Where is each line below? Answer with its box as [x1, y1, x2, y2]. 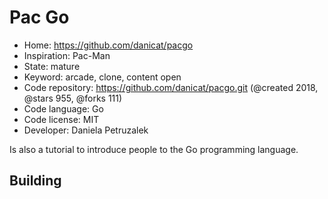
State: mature [23, 60, 81, 72]
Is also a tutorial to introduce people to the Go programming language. [9, 143, 299, 155]
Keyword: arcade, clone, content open [23, 71, 182, 83]
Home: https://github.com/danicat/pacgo [23, 39, 194, 51]
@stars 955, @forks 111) [23, 92, 123, 104]
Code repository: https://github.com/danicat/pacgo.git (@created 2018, [23, 81, 319, 93]
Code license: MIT [23, 113, 100, 125]
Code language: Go [23, 102, 104, 115]
